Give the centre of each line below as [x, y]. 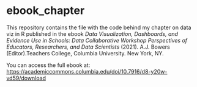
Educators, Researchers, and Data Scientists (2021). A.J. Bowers [88, 47]
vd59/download [26, 78]
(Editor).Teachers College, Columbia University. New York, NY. [85, 53]
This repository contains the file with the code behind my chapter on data [99, 27]
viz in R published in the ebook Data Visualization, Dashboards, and [92, 33]
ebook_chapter [46, 11]
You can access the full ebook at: [48, 65]
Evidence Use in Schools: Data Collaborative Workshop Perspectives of [97, 40]
